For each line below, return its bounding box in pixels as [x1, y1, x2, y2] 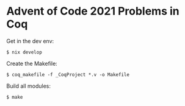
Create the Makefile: [6, 60, 58, 67]
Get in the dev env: [6, 37, 54, 44]
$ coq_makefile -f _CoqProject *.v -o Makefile [6, 71, 130, 77]
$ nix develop [6, 49, 43, 55]
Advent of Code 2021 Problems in [6, 4, 180, 18]
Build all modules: [6, 82, 51, 90]
